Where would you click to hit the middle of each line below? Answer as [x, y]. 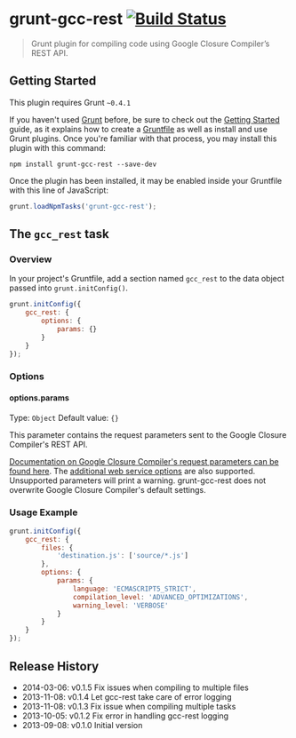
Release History [54, 666]
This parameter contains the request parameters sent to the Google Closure [148, 434]
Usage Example [44, 512]
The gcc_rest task [59, 234]
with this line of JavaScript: [59, 190]
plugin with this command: [58, 147]
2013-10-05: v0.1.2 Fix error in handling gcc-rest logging [125, 716]
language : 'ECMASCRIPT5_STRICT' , [135, 589]
